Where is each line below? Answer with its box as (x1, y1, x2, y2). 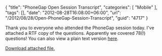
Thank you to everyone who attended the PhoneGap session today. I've (5, 25, 154, 31)
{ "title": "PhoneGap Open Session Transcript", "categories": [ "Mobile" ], (5, 5, 158, 10)
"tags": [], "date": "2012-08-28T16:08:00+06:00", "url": (5, 10, 121, 16)
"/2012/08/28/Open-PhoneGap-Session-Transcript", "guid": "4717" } (5, 15, 148, 21)
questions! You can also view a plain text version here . (5, 35, 119, 41)
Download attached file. (5, 45, 55, 51)
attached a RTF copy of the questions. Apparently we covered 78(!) (5, 30, 146, 36)
